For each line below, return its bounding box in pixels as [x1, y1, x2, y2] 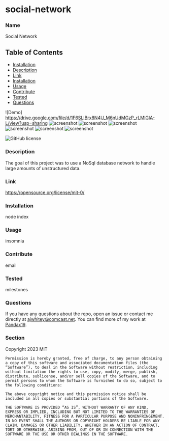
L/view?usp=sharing [5, 120, 48, 126]
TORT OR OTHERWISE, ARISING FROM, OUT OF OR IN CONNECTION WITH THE [5, 427, 153, 432]
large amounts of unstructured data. [5, 165, 81, 171]
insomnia [5, 238, 24, 244]
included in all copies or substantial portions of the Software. [5, 396, 149, 401]
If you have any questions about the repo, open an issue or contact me [5, 311, 153, 317]
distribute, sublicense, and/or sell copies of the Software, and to [5, 373, 156, 379]
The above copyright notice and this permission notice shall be [5, 391, 146, 397]
